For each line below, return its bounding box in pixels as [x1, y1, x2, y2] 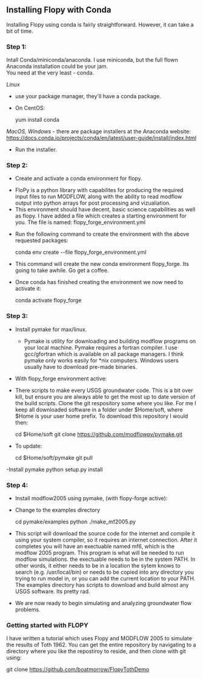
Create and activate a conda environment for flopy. [15, 175, 142, 182]
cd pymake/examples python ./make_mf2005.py [15, 518, 136, 525]
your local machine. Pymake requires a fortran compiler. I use [24, 343, 178, 351]
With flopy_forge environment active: [15, 375, 107, 382]
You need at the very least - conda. [6, 69, 95, 76]
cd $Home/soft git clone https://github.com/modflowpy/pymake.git [15, 430, 183, 438]
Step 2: [6, 161, 28, 170]
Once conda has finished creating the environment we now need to [15, 279, 184, 286]
